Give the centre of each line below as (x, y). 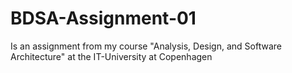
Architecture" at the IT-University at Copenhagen (111, 56)
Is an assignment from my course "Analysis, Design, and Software (146, 46)
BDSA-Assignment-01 (103, 18)
